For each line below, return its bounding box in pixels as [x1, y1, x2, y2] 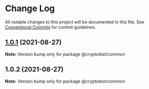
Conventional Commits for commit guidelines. [5, 24, 96, 30]
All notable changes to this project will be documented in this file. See [5, 19, 145, 25]
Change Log [5, 3, 55, 14]
